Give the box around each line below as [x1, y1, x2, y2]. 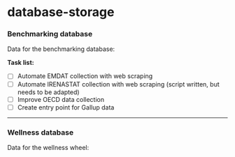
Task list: [7, 59, 34, 67]
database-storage [7, 4, 115, 20]
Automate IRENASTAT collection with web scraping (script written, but [17, 80, 220, 88]
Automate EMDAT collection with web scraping [17, 72, 153, 80]
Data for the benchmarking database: [7, 45, 115, 53]
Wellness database [7, 127, 74, 137]
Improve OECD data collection [17, 95, 105, 103]
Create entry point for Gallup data [17, 103, 115, 112]
